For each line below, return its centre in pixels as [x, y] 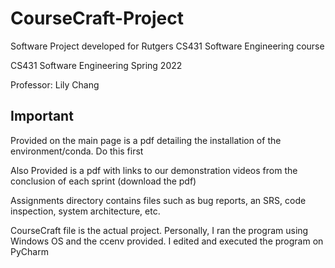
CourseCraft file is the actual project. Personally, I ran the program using [159, 230]
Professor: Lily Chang [55, 84]
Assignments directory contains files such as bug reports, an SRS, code [158, 200]
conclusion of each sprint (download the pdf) [103, 181]
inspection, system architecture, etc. [85, 211]
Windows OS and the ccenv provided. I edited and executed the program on [167, 241]
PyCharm [29, 251]
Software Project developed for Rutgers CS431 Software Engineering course [167, 46]
